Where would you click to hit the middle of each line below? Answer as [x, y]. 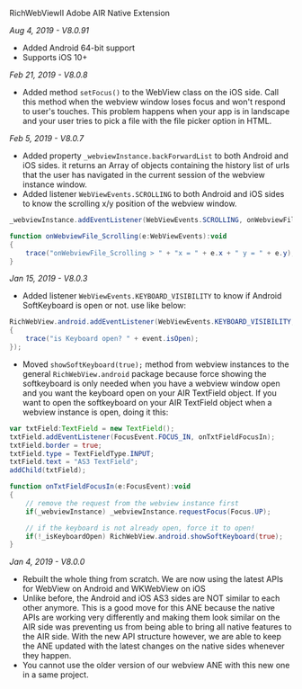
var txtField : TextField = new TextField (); [92, 428]
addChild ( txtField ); [48, 470]
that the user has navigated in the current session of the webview [143, 175]
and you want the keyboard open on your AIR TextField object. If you [149, 393]
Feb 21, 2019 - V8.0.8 [49, 75]
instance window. [55, 184]
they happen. [47, 656]
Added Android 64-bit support [79, 48]
